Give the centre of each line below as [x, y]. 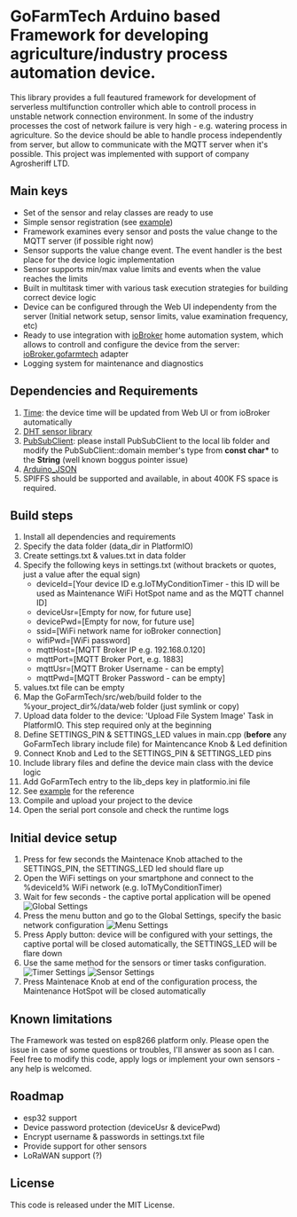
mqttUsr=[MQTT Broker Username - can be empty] [130, 669]
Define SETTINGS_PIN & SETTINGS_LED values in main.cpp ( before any [155, 735]
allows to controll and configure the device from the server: [131, 344]
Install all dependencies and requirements [99, 537]
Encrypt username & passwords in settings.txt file [113, 1136]
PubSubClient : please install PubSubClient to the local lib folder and [146, 441]
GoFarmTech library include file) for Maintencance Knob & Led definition [155, 744]
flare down [43, 954]
